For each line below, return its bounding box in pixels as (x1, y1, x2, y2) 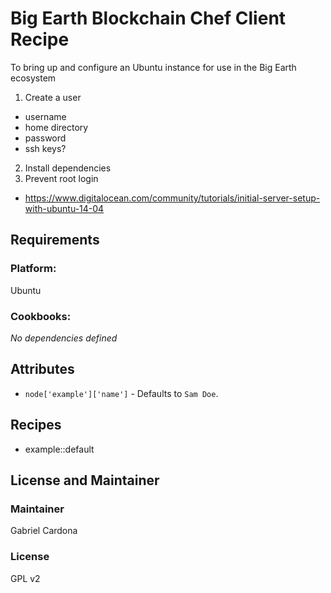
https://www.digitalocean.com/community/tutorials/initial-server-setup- (24, 192, 321, 204)
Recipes (10, 417, 62, 434)
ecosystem (10, 72, 57, 84)
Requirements (10, 232, 100, 249)
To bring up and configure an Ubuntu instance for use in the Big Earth (10, 61, 297, 73)
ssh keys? (24, 142, 67, 154)
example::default (24, 443, 95, 455)
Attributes (10, 361, 75, 378)
